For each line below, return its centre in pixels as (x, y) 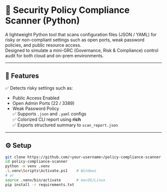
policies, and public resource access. (43, 45)
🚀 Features (22, 76)
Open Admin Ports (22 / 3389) (43, 103)
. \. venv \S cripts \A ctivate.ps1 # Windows (51, 171)
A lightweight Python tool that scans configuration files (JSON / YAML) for (81, 34)
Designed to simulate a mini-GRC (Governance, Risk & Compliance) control (82, 50)
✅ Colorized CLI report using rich (46, 119)
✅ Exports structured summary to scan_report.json (65, 125)
